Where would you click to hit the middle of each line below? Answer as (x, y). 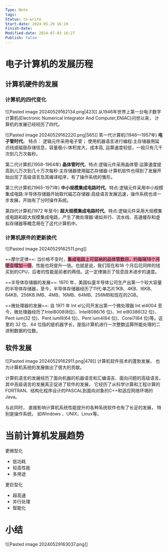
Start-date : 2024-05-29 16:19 (37, 24)
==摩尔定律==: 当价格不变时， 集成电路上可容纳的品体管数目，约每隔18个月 (83, 259)
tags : (11, 15)
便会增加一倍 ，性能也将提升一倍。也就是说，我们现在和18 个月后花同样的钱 (83, 265)
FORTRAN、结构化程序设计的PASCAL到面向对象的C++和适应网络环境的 (79, 390)
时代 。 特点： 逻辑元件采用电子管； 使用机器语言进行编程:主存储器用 (85, 141)
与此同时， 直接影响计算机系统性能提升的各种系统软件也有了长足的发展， (80, 407)
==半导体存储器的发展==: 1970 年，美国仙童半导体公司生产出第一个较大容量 (83, 283)
